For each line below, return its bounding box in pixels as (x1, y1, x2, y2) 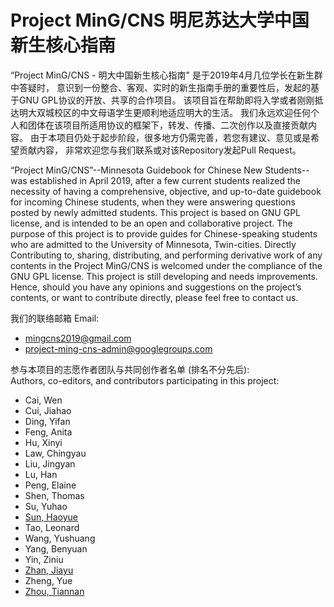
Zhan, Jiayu (24, 564, 74, 576)
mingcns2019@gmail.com (24, 332, 132, 344)
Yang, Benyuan (24, 542, 88, 555)
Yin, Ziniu (24, 553, 64, 565)
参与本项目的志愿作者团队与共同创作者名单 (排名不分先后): (10, 363, 250, 375)
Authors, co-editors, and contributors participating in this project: (10, 374, 280, 386)
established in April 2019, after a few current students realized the (29, 174, 301, 186)
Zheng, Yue (24, 574, 73, 586)
